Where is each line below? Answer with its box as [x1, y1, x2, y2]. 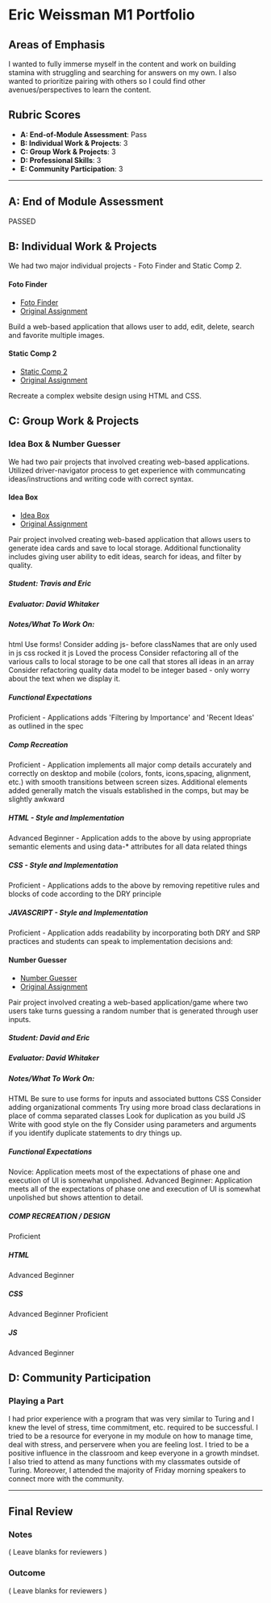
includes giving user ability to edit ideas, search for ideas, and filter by [8, 551, 242, 561]
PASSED [8, 216, 36, 226]
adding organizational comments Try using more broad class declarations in [8, 1103, 261, 1112]
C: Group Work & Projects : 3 [19, 147, 116, 157]
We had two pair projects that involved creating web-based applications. [8, 457, 250, 466]
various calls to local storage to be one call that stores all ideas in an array [8, 657, 255, 666]
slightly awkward [8, 795, 65, 804]
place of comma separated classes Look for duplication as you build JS [8, 1111, 246, 1121]
